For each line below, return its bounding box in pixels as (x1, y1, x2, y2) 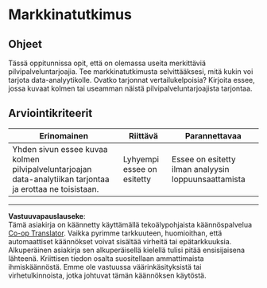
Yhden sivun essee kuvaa (12, 143, 109, 154)
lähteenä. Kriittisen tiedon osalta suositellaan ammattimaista (8, 253, 204, 263)
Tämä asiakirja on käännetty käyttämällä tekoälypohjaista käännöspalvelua (8, 220, 253, 229)
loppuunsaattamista (172, 173, 246, 185)
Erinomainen (39, 130, 89, 141)
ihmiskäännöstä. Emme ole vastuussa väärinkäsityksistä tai (8, 262, 202, 271)
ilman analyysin (172, 163, 230, 174)
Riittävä (128, 130, 159, 141)
